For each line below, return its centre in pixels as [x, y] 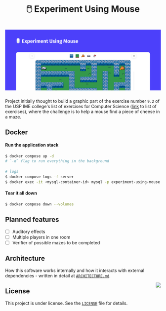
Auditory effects [29, 232]
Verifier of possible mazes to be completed [56, 242]
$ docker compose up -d [30, 156]
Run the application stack [32, 145]
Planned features [32, 220]
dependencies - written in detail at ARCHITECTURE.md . [58, 275]
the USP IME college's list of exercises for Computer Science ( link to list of [81, 106]
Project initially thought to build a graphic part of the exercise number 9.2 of [82, 101]
